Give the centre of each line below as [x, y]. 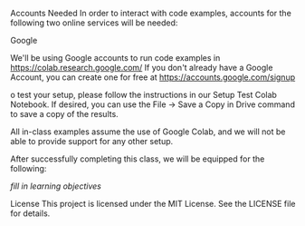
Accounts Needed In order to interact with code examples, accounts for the [151, 13]
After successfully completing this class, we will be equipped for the [138, 159]
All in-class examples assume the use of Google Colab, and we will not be [148, 132]
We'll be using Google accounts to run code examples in [115, 58]
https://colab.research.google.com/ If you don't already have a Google [142, 68]
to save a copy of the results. [64, 114]
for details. [30, 213]
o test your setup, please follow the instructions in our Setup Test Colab [143, 95]
